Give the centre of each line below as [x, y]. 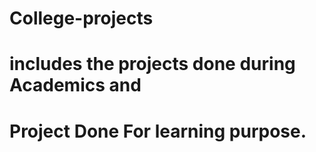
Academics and [75, 85]
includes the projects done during [152, 64]
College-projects [81, 18]
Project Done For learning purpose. [158, 131]
